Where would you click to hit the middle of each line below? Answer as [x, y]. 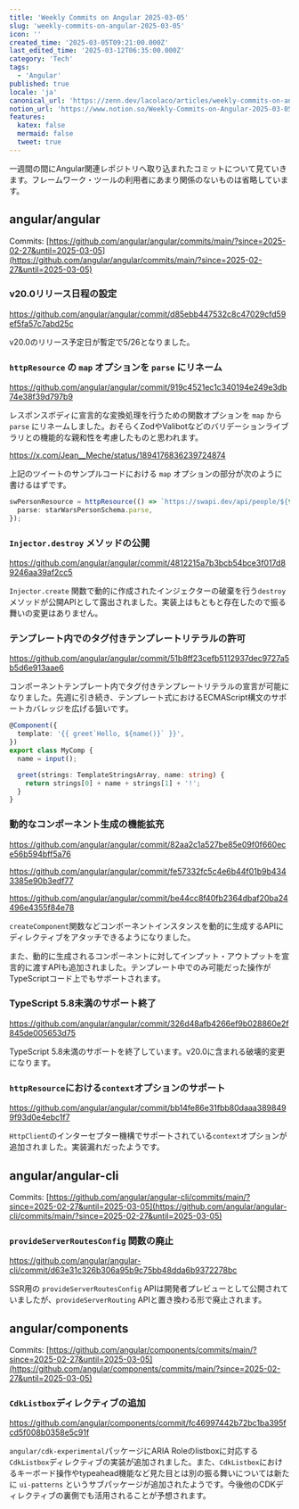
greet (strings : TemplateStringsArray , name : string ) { [121, 775]
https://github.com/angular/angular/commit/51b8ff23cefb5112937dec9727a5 [149, 659]
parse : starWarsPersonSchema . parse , [85, 510]
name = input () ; [47, 759]
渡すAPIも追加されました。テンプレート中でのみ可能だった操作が [152, 967]
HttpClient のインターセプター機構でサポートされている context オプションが [148, 1136]
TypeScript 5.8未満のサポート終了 [83, 1003]
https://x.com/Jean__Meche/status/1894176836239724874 [117, 455]
